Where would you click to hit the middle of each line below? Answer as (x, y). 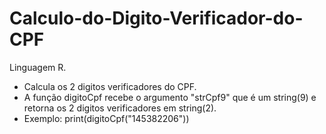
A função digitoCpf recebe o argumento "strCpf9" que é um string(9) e (170, 97)
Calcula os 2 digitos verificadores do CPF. (110, 86)
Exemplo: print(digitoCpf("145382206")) (106, 118)
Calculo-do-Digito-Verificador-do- (156, 18)
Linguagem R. (38, 67)
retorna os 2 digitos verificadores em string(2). (120, 108)
